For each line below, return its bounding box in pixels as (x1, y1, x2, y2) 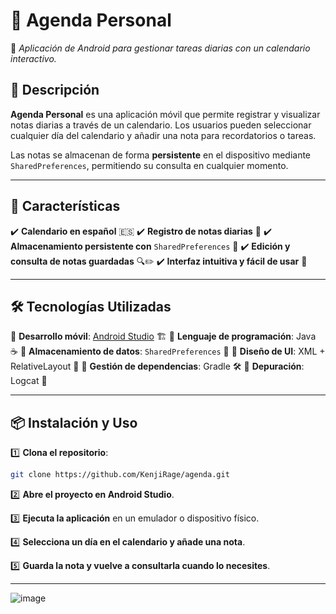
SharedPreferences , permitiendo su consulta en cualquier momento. (10, 159, 289, 171)
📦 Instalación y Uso (10, 414, 138, 431)
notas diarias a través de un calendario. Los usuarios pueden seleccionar (10, 119, 312, 131)
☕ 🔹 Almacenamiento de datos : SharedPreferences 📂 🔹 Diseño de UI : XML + (10, 345, 326, 358)
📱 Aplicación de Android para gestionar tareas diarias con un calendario (10, 42, 311, 54)
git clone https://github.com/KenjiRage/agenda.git (10, 470, 230, 480)
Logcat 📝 (10, 375, 48, 387)
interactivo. (10, 52, 57, 64)
